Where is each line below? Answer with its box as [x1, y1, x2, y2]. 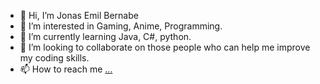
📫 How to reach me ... [19, 63, 113, 75]
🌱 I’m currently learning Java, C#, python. [19, 31, 192, 42]
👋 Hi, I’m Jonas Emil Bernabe [19, 10, 139, 21]
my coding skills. [19, 52, 90, 64]
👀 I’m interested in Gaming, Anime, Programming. [19, 20, 223, 32]
